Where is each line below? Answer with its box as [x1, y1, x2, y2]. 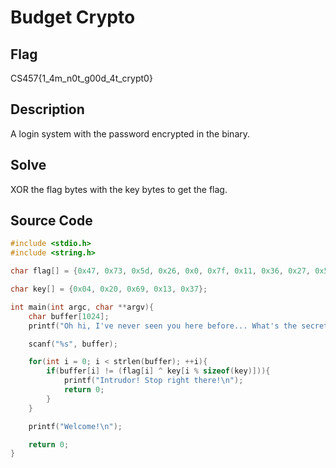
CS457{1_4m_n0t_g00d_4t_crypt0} [10, 72, 153, 84]
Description [10, 101, 85, 118]
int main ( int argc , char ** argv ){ [10, 302, 155, 312]
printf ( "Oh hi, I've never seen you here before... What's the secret [28, 321, 329, 331]
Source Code [10, 212, 93, 230]
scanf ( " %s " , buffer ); [28, 339, 118, 349]
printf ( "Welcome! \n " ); [28, 421, 123, 431]
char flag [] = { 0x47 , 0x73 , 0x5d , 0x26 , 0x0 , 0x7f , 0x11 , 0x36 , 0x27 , [10, 266, 311, 276]
